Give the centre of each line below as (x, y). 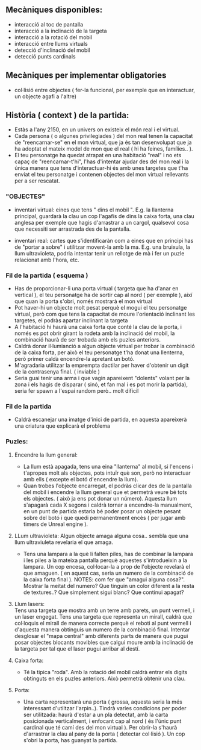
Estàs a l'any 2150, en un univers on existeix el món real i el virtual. (97, 130)
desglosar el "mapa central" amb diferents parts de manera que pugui (101, 636)
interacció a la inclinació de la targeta (60, 31)
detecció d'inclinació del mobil (52, 50)
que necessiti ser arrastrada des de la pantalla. (73, 229)
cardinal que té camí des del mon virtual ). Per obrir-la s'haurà (100, 727)
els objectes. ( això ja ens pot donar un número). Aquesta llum (100, 498)
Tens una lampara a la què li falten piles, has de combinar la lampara (108, 554)
